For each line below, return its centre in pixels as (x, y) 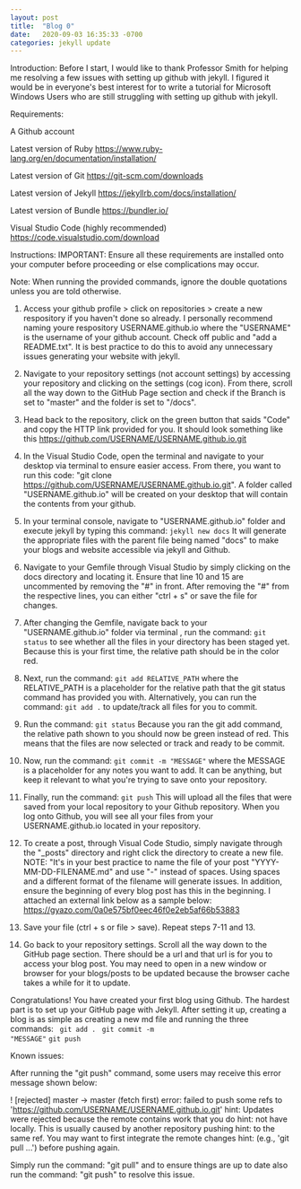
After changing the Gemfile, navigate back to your (115, 623)
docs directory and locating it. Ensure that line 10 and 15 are (133, 577)
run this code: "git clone (68, 476)
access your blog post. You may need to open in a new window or (145, 964)
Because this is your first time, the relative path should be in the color (151, 651)
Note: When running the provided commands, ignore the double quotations (149, 282)
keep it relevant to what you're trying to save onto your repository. (145, 780)
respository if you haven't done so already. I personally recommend (148, 319)
